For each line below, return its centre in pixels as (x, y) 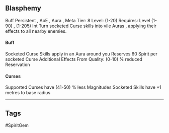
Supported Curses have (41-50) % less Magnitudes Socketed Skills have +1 (83, 87)
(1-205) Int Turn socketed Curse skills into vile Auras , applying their (86, 26)
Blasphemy (23, 8)
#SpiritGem (17, 125)
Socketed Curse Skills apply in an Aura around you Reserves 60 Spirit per (81, 54)
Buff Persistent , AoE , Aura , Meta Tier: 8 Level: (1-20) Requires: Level (78, 20)
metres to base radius (28, 93)
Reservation (18, 64)
